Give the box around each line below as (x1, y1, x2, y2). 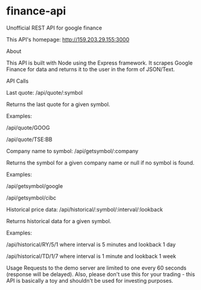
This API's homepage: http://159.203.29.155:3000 (6, 36, 130, 43)
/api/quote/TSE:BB (6, 136, 53, 143)
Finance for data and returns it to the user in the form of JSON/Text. (6, 65, 175, 73)
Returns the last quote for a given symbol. (6, 101, 110, 108)
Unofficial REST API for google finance (6, 24, 103, 31)
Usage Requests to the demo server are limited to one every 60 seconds (6, 264, 187, 271)
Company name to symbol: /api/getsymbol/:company (6, 147, 139, 154)
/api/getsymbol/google (6, 182, 63, 189)
